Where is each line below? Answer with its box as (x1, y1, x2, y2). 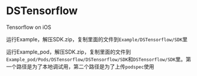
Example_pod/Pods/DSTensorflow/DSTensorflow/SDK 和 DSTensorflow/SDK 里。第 (6, 55, 191, 62)
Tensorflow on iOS (6, 24, 51, 31)
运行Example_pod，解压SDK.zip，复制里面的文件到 (6, 48, 131, 55)
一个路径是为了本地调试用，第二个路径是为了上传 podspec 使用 (6, 63, 155, 70)
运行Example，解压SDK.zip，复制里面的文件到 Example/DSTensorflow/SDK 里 (6, 35, 188, 42)
